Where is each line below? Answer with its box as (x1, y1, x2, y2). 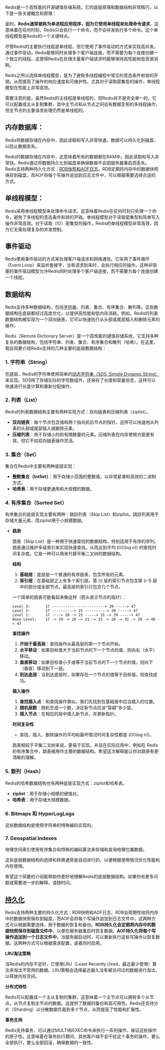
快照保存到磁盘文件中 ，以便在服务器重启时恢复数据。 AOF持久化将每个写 (9, 928, 156, 934)
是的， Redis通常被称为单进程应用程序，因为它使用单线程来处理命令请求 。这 (5, 21, 159, 27)
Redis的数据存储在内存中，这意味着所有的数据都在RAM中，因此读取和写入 (5, 154, 155, 160)
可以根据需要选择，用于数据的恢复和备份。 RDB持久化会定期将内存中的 (9, 922, 152, 928)
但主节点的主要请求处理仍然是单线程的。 (5, 108, 87, 113)
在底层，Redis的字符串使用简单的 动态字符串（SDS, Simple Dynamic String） (5, 371, 160, 377)
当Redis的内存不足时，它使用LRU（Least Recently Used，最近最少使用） (5, 961, 153, 967)
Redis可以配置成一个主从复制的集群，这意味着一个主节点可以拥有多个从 (5, 994, 150, 1000)
